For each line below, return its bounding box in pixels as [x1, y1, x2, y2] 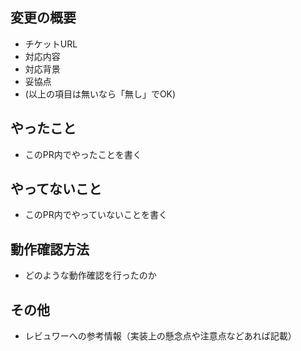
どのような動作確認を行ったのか [24, 269, 157, 282]
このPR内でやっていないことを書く [24, 209, 168, 221]
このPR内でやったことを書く [24, 148, 142, 160]
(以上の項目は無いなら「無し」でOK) [24, 88, 177, 100]
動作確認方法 [10, 241, 90, 258]
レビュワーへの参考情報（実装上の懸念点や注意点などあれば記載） [24, 330, 297, 342]
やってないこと [10, 181, 102, 198]
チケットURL [24, 38, 78, 50]
